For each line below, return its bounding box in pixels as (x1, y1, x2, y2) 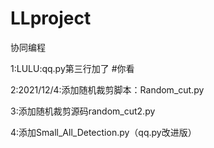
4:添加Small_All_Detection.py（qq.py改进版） (10, 126, 197, 138)
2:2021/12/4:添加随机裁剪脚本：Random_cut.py (10, 83, 205, 96)
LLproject (10, 7, 92, 30)
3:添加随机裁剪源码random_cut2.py (10, 105, 156, 117)
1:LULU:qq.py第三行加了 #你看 (10, 62, 135, 74)
